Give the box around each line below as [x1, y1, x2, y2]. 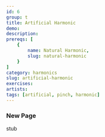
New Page [6, 111, 36, 120]
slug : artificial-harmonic [6, 75, 73, 81]
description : [6, 31, 39, 37]
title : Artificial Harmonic [6, 20, 76, 26]
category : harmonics [6, 70, 58, 76]
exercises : [6, 81, 33, 87]
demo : [6, 25, 20, 32]
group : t [6, 14, 28, 20]
